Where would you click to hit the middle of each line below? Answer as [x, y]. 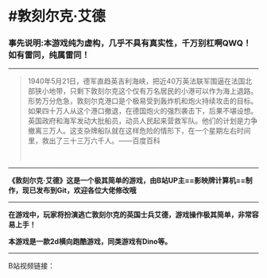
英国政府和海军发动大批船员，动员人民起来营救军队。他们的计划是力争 [143, 121]
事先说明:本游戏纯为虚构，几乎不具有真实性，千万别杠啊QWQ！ [130, 43]
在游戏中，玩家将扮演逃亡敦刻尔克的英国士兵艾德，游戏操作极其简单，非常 [130, 214]
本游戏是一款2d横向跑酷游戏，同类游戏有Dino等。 [90, 241]
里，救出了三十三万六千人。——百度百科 [94, 141]
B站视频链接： [32, 266]
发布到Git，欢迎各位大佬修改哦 [86, 191]
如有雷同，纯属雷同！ [49, 55]
